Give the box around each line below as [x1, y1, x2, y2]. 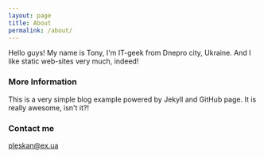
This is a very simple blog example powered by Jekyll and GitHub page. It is [8, 94, 257, 104]
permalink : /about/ [8, 26, 73, 34]
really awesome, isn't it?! [8, 102, 90, 112]
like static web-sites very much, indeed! [8, 56, 139, 66]
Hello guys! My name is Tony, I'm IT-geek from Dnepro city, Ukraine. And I [8, 48, 252, 58]
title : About [8, 19, 52, 27]
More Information [8, 76, 77, 87]
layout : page [8, 11, 52, 20]
